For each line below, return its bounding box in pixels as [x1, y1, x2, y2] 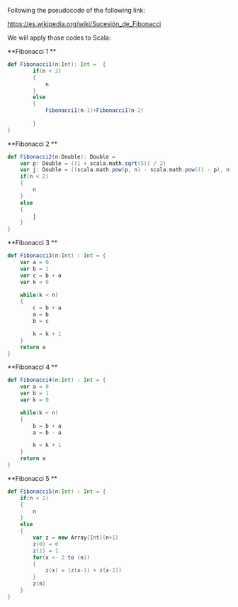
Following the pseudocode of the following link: [7, 6, 146, 14]
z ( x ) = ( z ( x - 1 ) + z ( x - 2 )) [45, 567, 123, 574]
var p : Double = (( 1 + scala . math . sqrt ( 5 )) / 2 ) [20, 159, 166, 167]
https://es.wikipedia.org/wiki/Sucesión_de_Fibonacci [7, 20, 161, 28]
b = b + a [33, 422, 62, 429]
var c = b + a [20, 272, 62, 279]
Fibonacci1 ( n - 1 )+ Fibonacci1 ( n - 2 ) [45, 107, 144, 114]
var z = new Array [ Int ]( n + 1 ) [33, 534, 119, 541]
